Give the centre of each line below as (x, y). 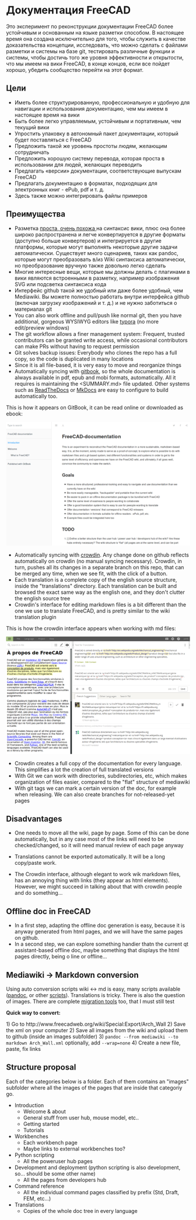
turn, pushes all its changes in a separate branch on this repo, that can (99, 568)
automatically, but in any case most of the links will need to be (89, 839)
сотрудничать (32, 152)
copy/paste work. (35, 863)
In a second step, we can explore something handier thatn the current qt (101, 944)
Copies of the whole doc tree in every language (80, 1211)
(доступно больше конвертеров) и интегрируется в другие (88, 240)
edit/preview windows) (42, 328)
